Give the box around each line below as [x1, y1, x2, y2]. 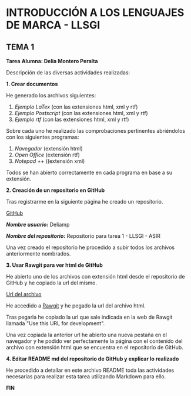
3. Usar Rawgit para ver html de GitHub [6, 261, 103, 269]
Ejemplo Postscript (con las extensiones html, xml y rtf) [14, 110, 148, 116]
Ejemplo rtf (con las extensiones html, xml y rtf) [14, 116, 129, 123]
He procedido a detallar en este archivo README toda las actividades [6, 366, 175, 374]
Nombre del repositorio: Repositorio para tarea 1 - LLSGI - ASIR [6, 233, 160, 239]
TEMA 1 [6, 42, 35, 52]
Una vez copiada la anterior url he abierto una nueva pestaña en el [6, 331, 167, 338]
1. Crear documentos [6, 80, 58, 87]
